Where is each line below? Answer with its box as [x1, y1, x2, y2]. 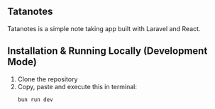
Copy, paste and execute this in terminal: [17, 82, 137, 91]
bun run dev [17, 96, 53, 103]
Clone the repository [17, 74, 78, 84]
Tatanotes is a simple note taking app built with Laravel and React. [7, 24, 201, 33]
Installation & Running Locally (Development [7, 45, 208, 57]
